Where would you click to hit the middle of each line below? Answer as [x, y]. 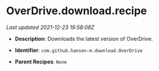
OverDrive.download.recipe [77, 11]
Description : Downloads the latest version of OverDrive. [84, 38]
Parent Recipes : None [41, 62]
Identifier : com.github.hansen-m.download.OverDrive [79, 50]
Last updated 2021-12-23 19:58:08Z [50, 27]
